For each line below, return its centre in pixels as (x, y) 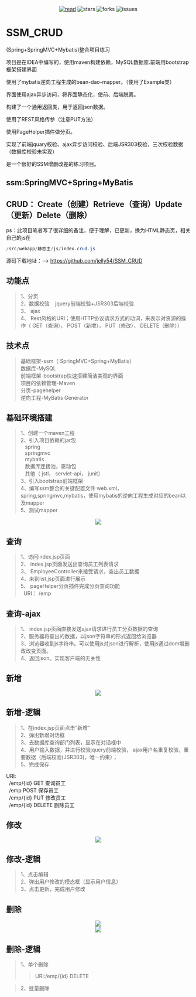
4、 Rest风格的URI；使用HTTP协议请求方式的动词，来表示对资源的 (101, 318)
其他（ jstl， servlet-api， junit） (64, 474)
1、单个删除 (34, 964)
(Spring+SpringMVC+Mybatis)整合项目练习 (58, 49)
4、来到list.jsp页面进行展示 (53, 579)
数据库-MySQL (38, 368)
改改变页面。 (36, 651)
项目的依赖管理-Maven (48, 383)
